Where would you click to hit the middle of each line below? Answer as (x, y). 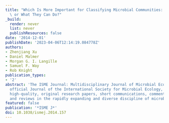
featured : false (22, 103)
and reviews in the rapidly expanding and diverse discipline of (80, 98)
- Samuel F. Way (22, 66)
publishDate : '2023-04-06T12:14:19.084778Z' (53, 43)
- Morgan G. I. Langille (31, 61)
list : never (22, 29)
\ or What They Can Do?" (36, 15)
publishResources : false (36, 33)
